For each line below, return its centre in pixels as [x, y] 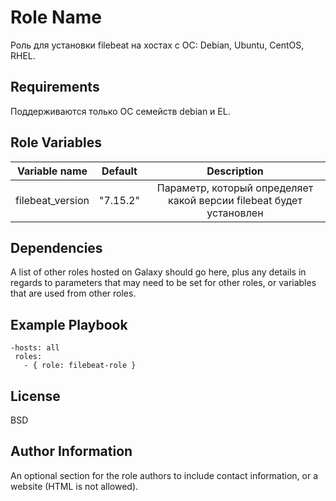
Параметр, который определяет [235, 188]
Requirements [55, 87]
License [35, 396]
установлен [235, 213]
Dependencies [56, 247]
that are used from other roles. [73, 293]
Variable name [52, 171]
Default [119, 171]
